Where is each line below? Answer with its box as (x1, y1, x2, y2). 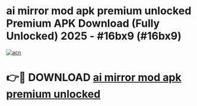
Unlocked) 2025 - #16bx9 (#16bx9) (6, 30, 182, 43)
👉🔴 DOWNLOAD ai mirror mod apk (6, 71, 182, 84)
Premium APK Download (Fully (6, 17, 160, 30)
